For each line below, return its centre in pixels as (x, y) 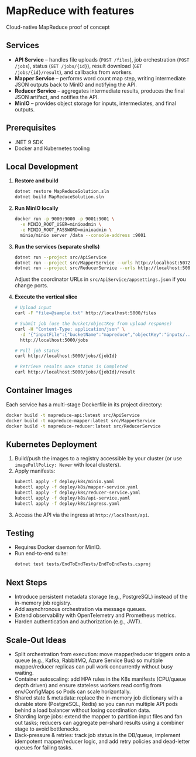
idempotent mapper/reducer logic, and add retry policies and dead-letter (102, 741)
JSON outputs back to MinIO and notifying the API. (76, 84)
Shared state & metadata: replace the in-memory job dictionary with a (98, 697)
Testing (20, 533)
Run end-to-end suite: (41, 554)
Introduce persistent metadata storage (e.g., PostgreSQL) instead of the (101, 597)
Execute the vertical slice (46, 297)
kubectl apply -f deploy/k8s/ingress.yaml (67, 503)
